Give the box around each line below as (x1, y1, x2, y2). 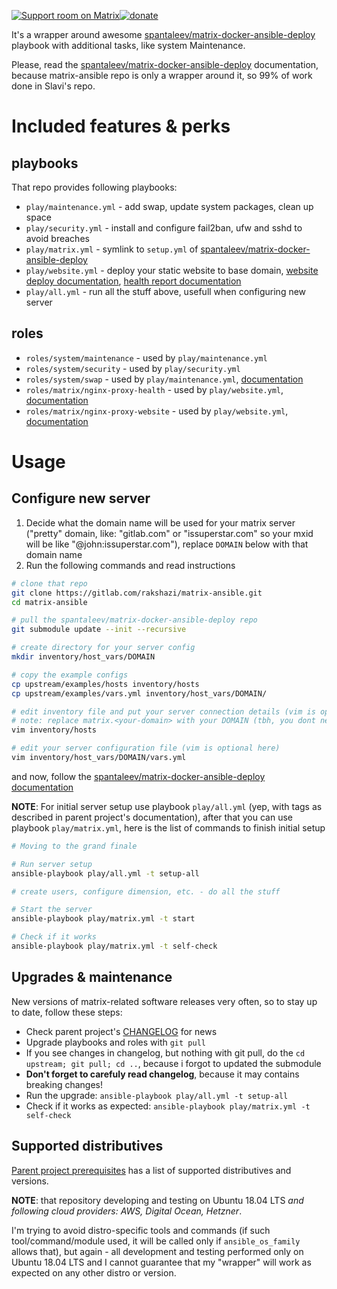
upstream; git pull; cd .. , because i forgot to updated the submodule (25, 1057, 322, 1069)
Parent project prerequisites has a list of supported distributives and (11, 1164, 292, 1176)
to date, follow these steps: (11, 1006, 123, 1018)
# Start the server (11, 905, 93, 915)
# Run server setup (11, 859, 93, 869)
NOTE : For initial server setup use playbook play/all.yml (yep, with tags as (11, 800, 323, 812)
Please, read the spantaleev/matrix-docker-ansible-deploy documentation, (11, 59, 319, 70)
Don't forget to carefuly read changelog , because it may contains (25, 1068, 300, 1080)
